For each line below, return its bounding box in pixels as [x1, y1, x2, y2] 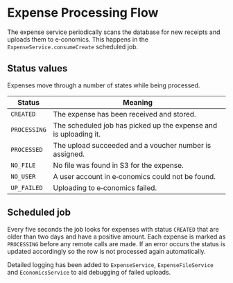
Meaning [122, 97, 153, 107]
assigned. [53, 149, 85, 159]
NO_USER [10, 172, 36, 180]
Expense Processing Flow [7, 5, 159, 21]
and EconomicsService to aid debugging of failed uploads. [7, 268, 171, 276]
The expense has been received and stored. [53, 109, 196, 119]
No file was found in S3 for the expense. [53, 160, 184, 170]
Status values [7, 62, 68, 74]
